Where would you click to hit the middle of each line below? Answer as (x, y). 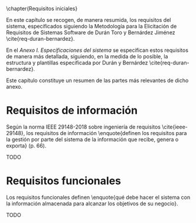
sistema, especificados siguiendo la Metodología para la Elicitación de (92, 26)
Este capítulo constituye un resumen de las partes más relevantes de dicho (97, 80)
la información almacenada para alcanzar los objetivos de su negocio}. (92, 204)
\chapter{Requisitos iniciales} (42, 9)
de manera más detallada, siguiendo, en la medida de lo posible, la (87, 56)
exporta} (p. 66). (26, 145)
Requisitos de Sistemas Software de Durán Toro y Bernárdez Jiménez (91, 32)
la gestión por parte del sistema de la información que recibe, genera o (92, 139)
